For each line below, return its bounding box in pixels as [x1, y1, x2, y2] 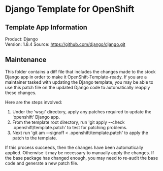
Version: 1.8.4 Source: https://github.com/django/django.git [5, 41, 126, 47]
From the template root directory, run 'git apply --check [12, 119, 125, 125]
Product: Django [5, 36, 38, 42]
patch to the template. [12, 135, 58, 141]
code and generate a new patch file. [5, 160, 79, 166]
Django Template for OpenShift [5, 3, 134, 15]
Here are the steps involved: [5, 99, 63, 105]
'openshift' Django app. [12, 114, 60, 120]
